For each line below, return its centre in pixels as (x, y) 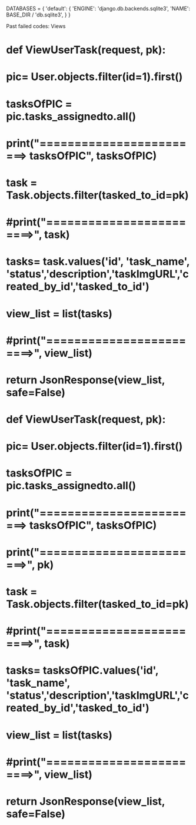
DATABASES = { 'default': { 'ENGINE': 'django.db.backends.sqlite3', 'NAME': (98, 9)
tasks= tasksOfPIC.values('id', (82, 670)
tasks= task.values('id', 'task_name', (98, 262)
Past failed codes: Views (36, 26)
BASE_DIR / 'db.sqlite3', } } (38, 15)
